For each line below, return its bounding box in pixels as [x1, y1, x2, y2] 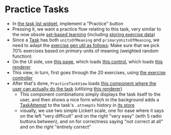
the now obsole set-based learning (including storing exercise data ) [12, 31, 156, 37]
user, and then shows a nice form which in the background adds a [19, 96, 159, 103]
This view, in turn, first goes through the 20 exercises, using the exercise [12, 69, 166, 75]
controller [12, 75, 33, 81]
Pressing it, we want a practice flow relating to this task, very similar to [12, 26, 161, 32]
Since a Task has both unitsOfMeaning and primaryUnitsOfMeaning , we [12, 37, 160, 43]
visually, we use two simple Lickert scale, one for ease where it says [19, 107, 164, 114]
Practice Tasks [5, 4, 70, 15]
